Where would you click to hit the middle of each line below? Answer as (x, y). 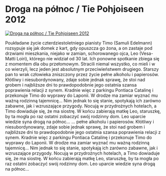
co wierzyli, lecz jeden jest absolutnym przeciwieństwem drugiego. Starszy (82, 69)
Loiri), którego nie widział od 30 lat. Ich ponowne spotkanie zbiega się (88, 58)
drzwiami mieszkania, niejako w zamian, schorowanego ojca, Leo (72, 53)
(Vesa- (146, 53)
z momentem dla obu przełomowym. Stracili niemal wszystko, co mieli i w (80, 64)
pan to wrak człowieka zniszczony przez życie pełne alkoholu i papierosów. (82, 74)
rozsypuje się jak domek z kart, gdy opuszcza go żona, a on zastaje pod (79, 48)
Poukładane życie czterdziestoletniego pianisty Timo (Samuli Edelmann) (79, 43)
